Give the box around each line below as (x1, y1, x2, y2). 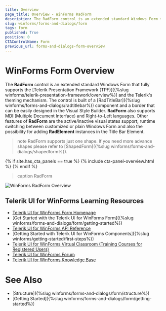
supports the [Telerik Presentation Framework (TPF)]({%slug (5, 87, 129, 93)
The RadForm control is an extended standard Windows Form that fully (5, 81, 150, 87)
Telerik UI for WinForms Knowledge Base (12, 257, 96, 263)
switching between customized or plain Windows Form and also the (5, 123, 143, 129)
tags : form (5, 26, 28, 31)
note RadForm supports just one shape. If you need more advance (17, 138, 152, 144)
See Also (5, 274, 42, 285)
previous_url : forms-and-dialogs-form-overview (5, 44, 105, 49)
